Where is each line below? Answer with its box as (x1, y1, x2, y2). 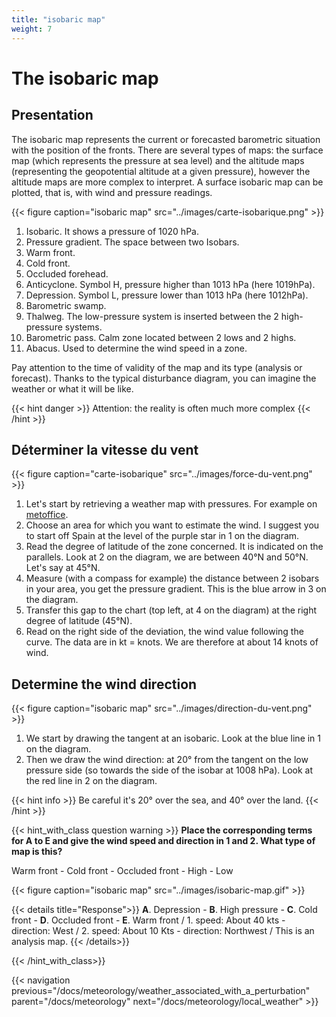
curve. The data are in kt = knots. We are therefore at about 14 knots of (25, 636, 319, 648)
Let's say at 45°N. (25, 562, 101, 574)
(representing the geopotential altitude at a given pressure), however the (11, 165, 311, 177)
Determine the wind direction (11, 676, 198, 693)
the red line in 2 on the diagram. (25, 775, 158, 787)
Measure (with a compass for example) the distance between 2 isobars (25, 572, 320, 585)
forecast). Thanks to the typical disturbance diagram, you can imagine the (11, 372, 317, 384)
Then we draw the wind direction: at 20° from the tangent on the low (25, 754, 309, 766)
